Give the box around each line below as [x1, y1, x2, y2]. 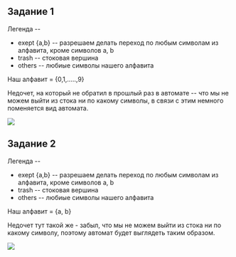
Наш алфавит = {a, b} [7, 206, 72, 216]
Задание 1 [7, 6, 55, 18]
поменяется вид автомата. [7, 103, 89, 112]
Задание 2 [7, 138, 56, 150]
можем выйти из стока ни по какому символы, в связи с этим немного [7, 96, 224, 105]
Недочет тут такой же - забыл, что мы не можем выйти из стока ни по [7, 221, 222, 229]
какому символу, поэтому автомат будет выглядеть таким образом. [7, 228, 215, 237]
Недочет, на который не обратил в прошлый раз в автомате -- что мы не [7, 88, 230, 97]
